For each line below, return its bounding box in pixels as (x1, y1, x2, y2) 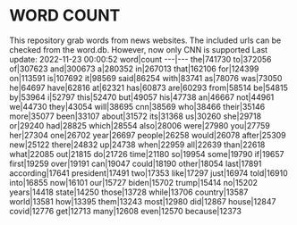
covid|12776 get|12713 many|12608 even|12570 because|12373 (9, 205, 242, 216)
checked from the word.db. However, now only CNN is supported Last (9, 44, 268, 54)
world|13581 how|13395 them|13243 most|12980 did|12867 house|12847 (9, 196, 276, 206)
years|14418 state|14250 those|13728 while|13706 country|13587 (9, 187, 249, 197)
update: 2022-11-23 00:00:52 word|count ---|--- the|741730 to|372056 (9, 54, 272, 64)
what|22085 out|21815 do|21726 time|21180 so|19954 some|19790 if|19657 (9, 148, 284, 159)
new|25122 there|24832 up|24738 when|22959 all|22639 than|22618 (9, 139, 266, 150)
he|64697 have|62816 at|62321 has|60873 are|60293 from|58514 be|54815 (9, 82, 288, 93)
